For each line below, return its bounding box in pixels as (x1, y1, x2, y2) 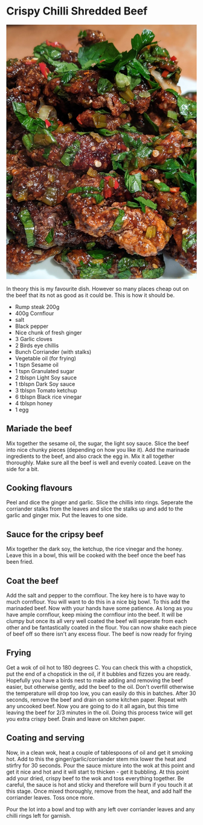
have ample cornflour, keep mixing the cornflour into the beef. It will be (6, 611, 183, 618)
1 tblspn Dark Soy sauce (14, 380, 76, 388)
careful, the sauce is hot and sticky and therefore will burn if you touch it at (6, 781, 193, 788)
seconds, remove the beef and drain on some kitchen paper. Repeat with (6, 696, 187, 703)
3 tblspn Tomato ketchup (14, 386, 77, 394)
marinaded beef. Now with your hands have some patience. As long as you (6, 605, 193, 612)
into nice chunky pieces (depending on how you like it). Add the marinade (6, 446, 190, 453)
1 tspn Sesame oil (14, 361, 59, 368)
